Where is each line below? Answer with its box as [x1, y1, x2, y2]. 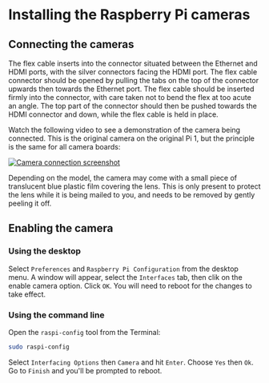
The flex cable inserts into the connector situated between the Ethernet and [8, 58, 258, 68]
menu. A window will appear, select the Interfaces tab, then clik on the [8, 272, 243, 281]
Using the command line [8, 309, 105, 321]
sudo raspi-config [8, 342, 70, 351]
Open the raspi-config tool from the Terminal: [8, 327, 161, 337]
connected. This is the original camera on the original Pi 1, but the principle [8, 134, 255, 143]
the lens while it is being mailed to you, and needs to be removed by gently [8, 190, 255, 199]
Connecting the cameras [8, 38, 134, 51]
